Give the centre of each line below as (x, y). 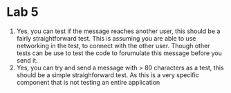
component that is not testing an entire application (88, 82)
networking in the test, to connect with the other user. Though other (113, 45)
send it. (27, 60)
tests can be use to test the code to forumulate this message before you (119, 53)
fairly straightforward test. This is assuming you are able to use (106, 38)
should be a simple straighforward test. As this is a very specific (108, 75)
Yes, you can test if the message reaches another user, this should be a (118, 31)
